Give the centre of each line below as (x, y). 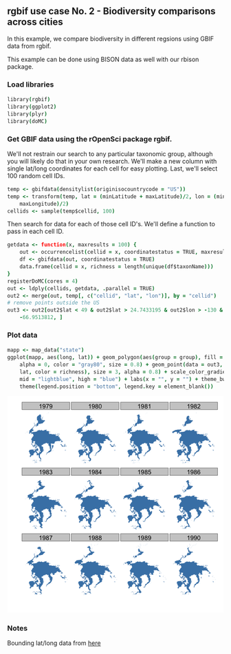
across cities (35, 22)
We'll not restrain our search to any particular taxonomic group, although (110, 153)
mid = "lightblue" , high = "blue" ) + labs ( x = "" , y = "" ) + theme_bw (123, 379)
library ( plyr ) (27, 114)
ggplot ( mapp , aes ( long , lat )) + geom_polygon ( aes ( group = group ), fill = (115, 358)
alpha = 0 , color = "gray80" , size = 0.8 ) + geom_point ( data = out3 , (121, 365)
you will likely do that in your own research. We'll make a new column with (112, 161)
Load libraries (31, 84)
